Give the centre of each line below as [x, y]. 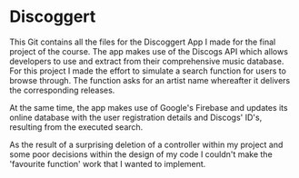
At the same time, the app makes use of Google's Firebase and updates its [149, 107]
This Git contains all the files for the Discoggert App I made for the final [143, 42]
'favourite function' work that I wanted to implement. [108, 163]
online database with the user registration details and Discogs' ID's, [136, 117]
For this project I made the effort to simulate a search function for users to [148, 71]
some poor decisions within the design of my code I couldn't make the [141, 154]
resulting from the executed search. [76, 127]
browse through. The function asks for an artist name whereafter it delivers [150, 80]
